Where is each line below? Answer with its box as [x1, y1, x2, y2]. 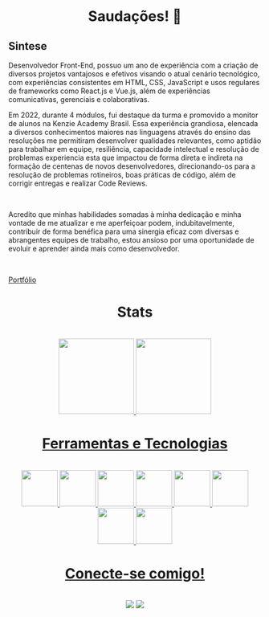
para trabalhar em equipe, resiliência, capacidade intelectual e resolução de [8, 145, 259, 153]
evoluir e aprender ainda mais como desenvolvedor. [8, 244, 180, 253]
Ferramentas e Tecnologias [42, 435, 228, 453]
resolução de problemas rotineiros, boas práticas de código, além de [8, 170, 236, 179]
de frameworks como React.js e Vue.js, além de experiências [8, 86, 210, 96]
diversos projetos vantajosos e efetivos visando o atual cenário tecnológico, [8, 69, 260, 79]
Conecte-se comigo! [64, 565, 206, 583]
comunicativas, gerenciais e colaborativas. [8, 95, 150, 104]
